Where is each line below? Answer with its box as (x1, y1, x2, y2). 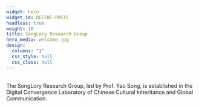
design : (6, 43, 26, 49)
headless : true (6, 20, 45, 26)
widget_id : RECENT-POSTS (6, 14, 69, 20)
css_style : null (11, 53, 53, 60)
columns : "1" (11, 48, 45, 54)
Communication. (6, 94, 47, 102)
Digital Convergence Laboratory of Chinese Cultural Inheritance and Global (6, 88, 194, 96)
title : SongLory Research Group (6, 31, 88, 37)
